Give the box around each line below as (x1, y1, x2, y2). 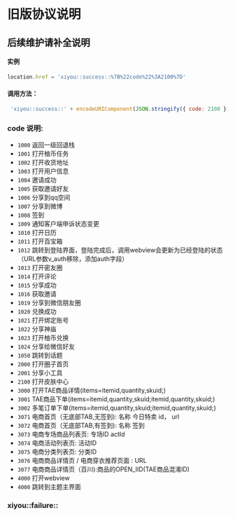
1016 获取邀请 (17, 290, 57, 298)
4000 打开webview (17, 474, 70, 483)
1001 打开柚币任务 (17, 149, 69, 158)
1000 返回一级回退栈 (17, 141, 76, 149)
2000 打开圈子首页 (17, 360, 69, 368)
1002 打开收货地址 (17, 159, 69, 167)
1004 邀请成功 (17, 176, 57, 184)
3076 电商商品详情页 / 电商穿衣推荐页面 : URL (17, 457, 147, 465)
